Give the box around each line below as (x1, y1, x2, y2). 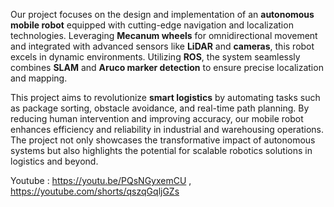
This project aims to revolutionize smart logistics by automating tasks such (10, 92, 321, 103)
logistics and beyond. (10, 155, 99, 167)
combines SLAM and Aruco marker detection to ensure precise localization (10, 62, 324, 73)
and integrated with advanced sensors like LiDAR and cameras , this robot (10, 40, 315, 52)
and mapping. (10, 72, 68, 84)
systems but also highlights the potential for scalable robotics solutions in (10, 145, 313, 156)
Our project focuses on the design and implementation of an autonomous (10, 9, 315, 20)
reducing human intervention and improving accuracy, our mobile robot (10, 113, 304, 124)
